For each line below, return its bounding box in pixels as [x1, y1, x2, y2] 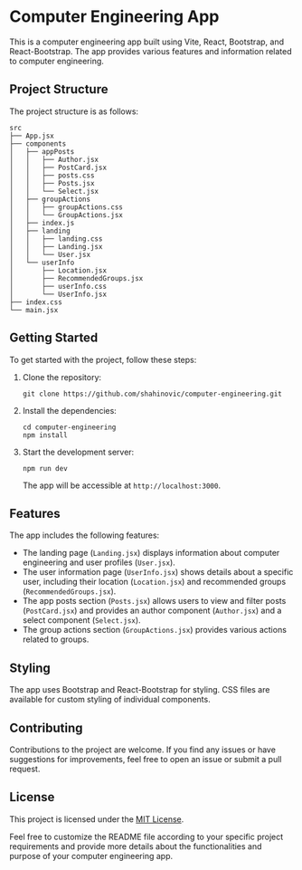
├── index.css [9, 297, 63, 307]
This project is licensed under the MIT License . [9, 813, 184, 825]
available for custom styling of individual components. [9, 694, 211, 705]
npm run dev [22, 464, 68, 473]
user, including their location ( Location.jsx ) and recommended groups [22, 577, 287, 588]
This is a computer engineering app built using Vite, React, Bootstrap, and [9, 36, 285, 47]
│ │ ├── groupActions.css [9, 202, 124, 212]
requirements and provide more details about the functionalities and [9, 840, 262, 852]
